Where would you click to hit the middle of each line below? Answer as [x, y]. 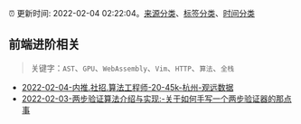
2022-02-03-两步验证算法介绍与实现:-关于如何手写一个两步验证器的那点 [156, 99]
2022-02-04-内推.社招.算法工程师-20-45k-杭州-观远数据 [127, 87]
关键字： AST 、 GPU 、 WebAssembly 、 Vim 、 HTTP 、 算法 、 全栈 [132, 68]
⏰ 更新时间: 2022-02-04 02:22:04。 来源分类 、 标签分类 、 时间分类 [132, 13]
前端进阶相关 [44, 45]
